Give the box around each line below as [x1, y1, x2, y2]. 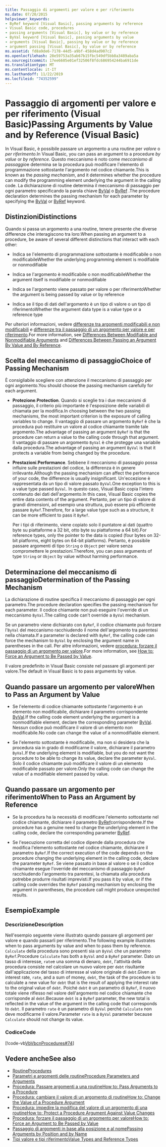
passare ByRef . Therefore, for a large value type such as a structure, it [12, 507, 154, 513]
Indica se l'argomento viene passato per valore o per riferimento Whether [12, 286, 161, 292]
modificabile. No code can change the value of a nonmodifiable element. [12, 730, 160, 735]
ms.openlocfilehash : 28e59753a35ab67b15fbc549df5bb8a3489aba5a [5, 53, 139, 58]
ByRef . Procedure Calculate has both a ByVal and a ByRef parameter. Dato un [5, 953, 161, 959]
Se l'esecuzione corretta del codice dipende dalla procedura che [12, 839, 145, 845]
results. [12, 892, 28, 898]
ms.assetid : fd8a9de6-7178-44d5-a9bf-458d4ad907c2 [5, 49, 112, 53]
